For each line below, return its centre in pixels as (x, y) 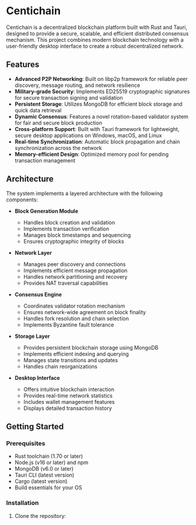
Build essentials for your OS (48, 488)
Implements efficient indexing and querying (76, 354)
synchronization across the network (58, 148)
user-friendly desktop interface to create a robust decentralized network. (95, 46)
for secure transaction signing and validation (69, 97)
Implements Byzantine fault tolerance (69, 325)
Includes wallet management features (69, 402)
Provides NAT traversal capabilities (66, 283)
